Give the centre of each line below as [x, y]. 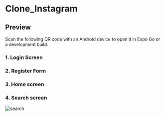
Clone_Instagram [41, 9]
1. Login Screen [24, 57]
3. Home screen [25, 84]
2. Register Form [26, 70]
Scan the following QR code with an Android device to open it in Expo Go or [83, 39]
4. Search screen [26, 97]
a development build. [27, 44]
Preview [18, 27]
